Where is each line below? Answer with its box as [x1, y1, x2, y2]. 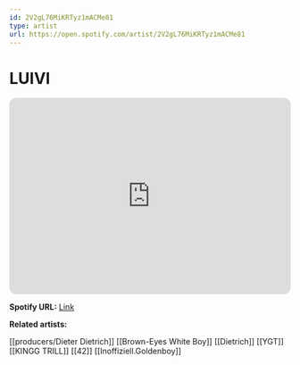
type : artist [9, 21, 58, 30]
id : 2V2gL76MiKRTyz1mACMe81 [9, 12, 114, 22]
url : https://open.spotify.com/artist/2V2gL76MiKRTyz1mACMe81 [9, 29, 246, 38]
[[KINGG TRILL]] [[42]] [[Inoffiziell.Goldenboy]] [9, 345, 181, 357]
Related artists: [9, 319, 68, 330]
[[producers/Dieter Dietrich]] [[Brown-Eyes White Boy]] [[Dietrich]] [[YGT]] [9, 336, 284, 347]
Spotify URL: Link [9, 302, 75, 312]
